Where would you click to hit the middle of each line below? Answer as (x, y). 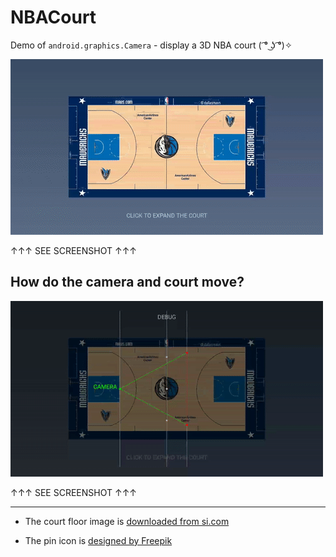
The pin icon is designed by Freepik (98, 540)
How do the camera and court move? (127, 282)
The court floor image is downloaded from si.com (127, 521)
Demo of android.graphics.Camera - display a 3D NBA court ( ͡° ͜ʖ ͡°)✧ (151, 45)
